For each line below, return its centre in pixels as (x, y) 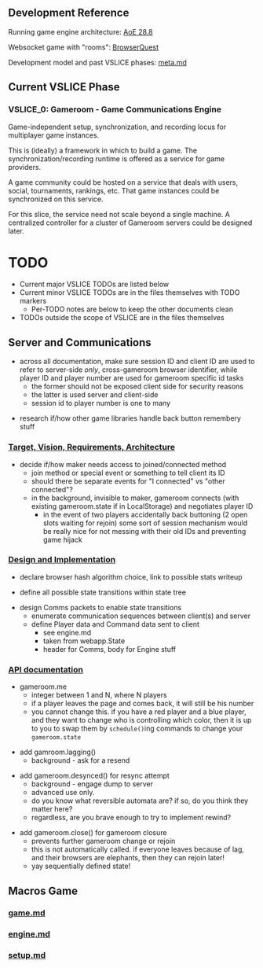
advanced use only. (63, 793)
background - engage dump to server (92, 784)
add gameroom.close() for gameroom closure (93, 833)
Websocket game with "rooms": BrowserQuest (84, 47)
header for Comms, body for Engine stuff (110, 649)
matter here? (52, 809)
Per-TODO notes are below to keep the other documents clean (132, 309)
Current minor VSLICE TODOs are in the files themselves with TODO (130, 293)
